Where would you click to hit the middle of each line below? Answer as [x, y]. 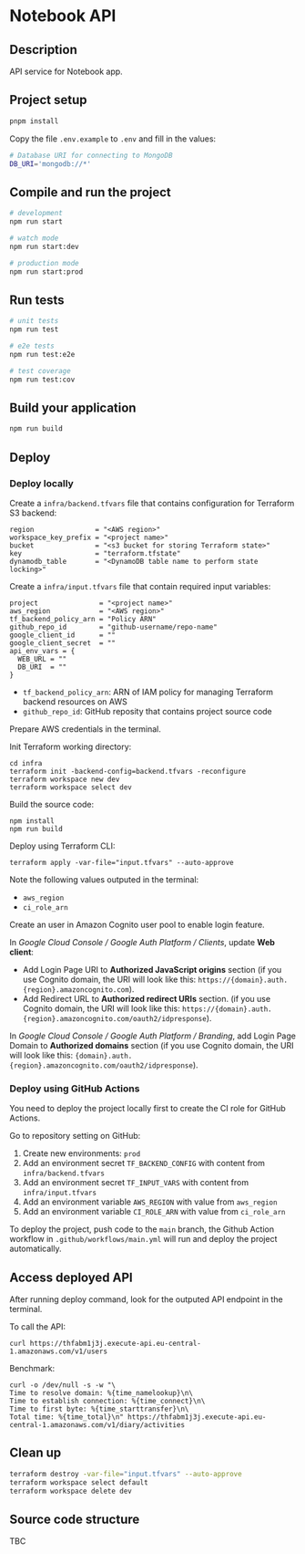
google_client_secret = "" [63, 643]
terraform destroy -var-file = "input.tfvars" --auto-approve [126, 1474]
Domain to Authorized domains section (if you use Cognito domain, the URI [152, 1045]
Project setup [49, 100]
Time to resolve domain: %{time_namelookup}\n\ [102, 1393]
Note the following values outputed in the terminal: [104, 879]
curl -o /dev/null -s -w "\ [63, 1385]
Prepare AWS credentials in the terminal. [86, 729]
